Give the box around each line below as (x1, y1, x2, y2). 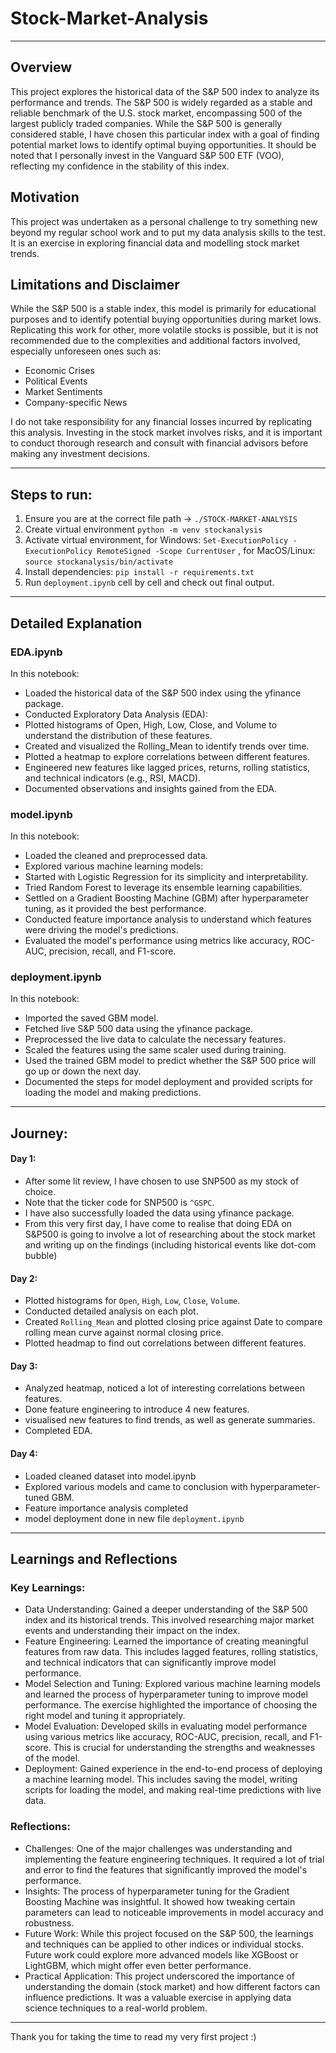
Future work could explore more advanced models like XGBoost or (24, 1948, 299, 1961)
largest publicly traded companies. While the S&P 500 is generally (10, 117, 283, 129)
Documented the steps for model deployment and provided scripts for (24, 1076, 314, 1088)
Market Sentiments (24, 386, 103, 398)
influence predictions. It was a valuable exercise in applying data (24, 1991, 292, 2003)
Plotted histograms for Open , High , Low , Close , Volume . (24, 1295, 241, 1307)
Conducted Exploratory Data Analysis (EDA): (24, 708, 208, 720)
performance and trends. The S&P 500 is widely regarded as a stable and (10, 96, 313, 108)
